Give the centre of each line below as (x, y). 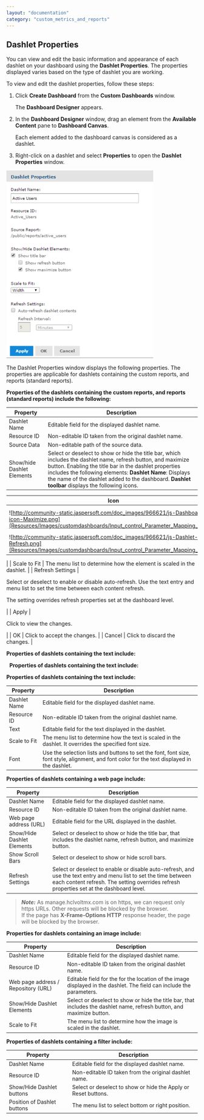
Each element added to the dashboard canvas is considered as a (96, 137)
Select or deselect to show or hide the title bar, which (114, 453)
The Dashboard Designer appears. (59, 108)
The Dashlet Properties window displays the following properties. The (93, 368)
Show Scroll (24, 854)
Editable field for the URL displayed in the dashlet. (114, 821)
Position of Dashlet (32, 1102)
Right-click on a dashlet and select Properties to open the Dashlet (98, 155)
